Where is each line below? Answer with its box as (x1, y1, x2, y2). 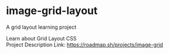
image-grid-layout (6, 4, 98, 18)
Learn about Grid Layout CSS (6, 35, 77, 42)
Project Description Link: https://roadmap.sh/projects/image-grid (6, 41, 163, 48)
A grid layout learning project (6, 23, 76, 31)
